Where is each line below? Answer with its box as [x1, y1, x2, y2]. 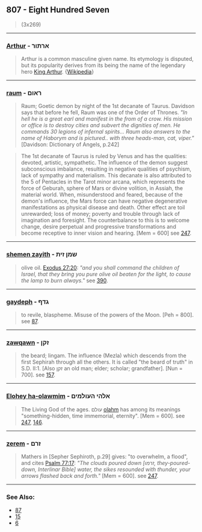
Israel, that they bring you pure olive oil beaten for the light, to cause [20, 270, 191, 277]
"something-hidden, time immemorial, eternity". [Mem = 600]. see [20, 412, 185, 419]
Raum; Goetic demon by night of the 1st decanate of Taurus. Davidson [20, 103, 195, 110]
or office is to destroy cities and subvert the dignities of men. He [20, 122, 181, 129]
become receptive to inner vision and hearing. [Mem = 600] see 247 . [20, 229, 192, 237]
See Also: [6, 493, 35, 501]
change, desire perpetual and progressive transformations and [20, 223, 176, 230]
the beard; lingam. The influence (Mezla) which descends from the [20, 352, 186, 359]
